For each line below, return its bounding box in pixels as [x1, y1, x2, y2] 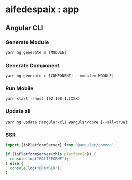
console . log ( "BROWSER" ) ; [10, 165, 62, 171]
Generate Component [5, 62, 60, 69]
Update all [5, 108, 31, 115]
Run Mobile [5, 85, 34, 92]
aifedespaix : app [5, 4, 79, 15]
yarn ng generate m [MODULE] [5, 50, 67, 55]
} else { [5, 161, 24, 166]
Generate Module [5, 39, 49, 46]
